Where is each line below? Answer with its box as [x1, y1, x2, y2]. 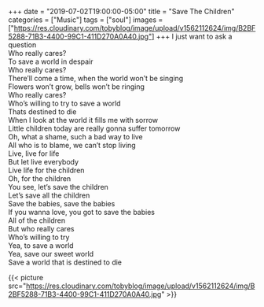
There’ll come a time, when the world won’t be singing [8, 74, 184, 83]
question [8, 40, 37, 50]
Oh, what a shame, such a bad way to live [8, 132, 143, 141]
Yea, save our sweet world [8, 250, 94, 258]
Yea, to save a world [8, 241, 74, 250]
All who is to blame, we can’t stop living [8, 141, 136, 150]
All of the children [8, 216, 65, 225]
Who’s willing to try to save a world [8, 98, 121, 108]
